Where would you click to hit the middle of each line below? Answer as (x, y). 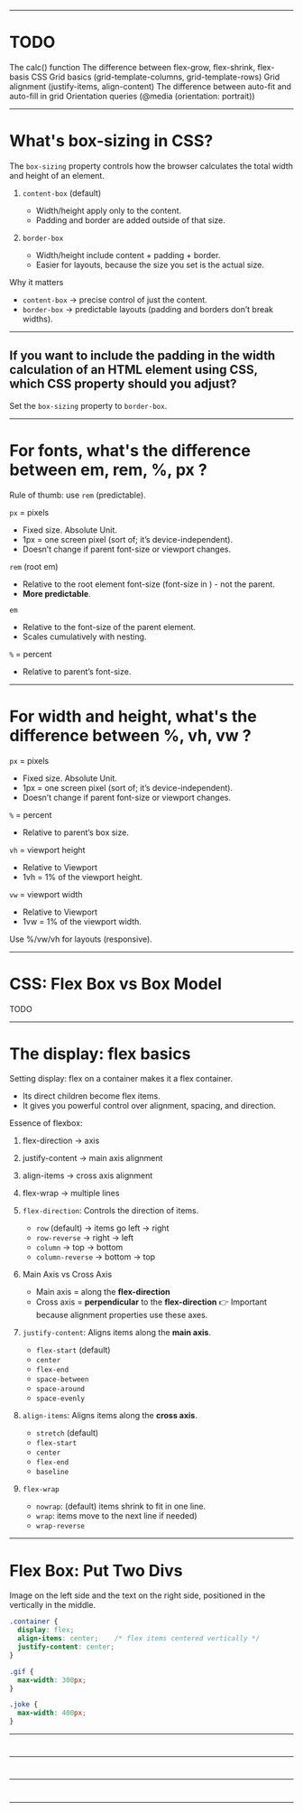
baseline (52, 1473)
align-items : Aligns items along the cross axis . (110, 1416)
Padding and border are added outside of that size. (130, 220)
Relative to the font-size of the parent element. (109, 627)
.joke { (24, 1705)
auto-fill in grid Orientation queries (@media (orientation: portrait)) (132, 96)
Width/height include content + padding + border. (128, 255)
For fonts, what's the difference (130, 450)
